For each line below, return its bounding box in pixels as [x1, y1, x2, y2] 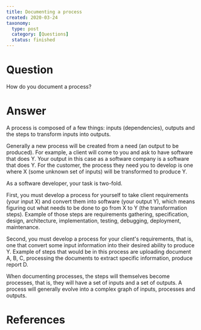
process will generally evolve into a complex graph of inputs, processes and [6, 285, 196, 293]
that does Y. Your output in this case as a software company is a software [6, 155, 190, 162]
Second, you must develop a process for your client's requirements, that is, [6, 235, 193, 242]
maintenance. [6, 223, 40, 230]
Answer [6, 104, 46, 118]
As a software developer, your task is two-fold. [6, 180, 123, 187]
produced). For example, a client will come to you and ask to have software [6, 149, 193, 156]
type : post [11, 25, 39, 32]
